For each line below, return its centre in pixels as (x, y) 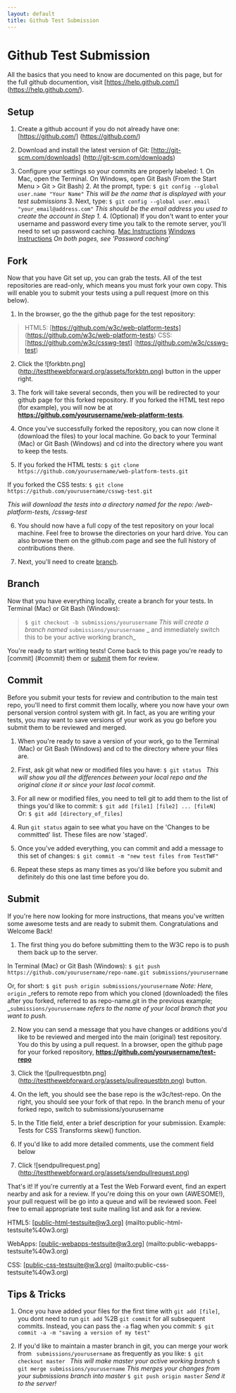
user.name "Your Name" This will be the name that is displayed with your (122, 194)
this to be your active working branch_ (80, 637)
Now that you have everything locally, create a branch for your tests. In (110, 601)
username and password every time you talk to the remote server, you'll (122, 224)
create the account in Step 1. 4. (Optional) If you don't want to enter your (123, 217)
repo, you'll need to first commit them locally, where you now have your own (118, 705)
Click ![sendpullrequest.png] (59, 1165)
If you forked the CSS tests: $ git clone (66, 485)
